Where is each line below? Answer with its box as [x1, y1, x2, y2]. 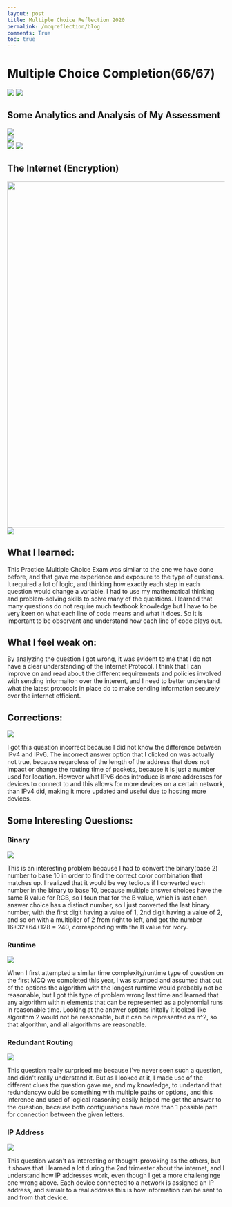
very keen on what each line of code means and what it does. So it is [7, 609, 203, 617]
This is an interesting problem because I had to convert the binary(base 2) [7, 864, 218, 872]
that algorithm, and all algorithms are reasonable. [7, 1020, 147, 1028]
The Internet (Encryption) [7, 163, 119, 174]
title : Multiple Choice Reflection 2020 [7, 17, 126, 24]
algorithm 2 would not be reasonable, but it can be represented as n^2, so [7, 1013, 217, 1022]
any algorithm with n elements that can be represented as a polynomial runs [7, 998, 223, 1007]
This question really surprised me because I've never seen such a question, [7, 1067, 222, 1075]
